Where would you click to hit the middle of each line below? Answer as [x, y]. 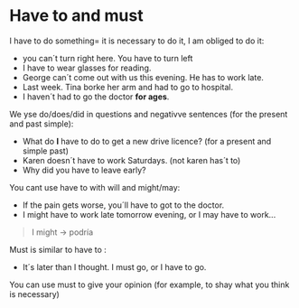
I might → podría [62, 232]
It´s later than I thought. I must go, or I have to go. [114, 266]
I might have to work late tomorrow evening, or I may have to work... [149, 214]
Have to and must [76, 16]
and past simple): [42, 124]
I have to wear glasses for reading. [87, 68]
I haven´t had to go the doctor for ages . [96, 97]
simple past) [46, 151]
